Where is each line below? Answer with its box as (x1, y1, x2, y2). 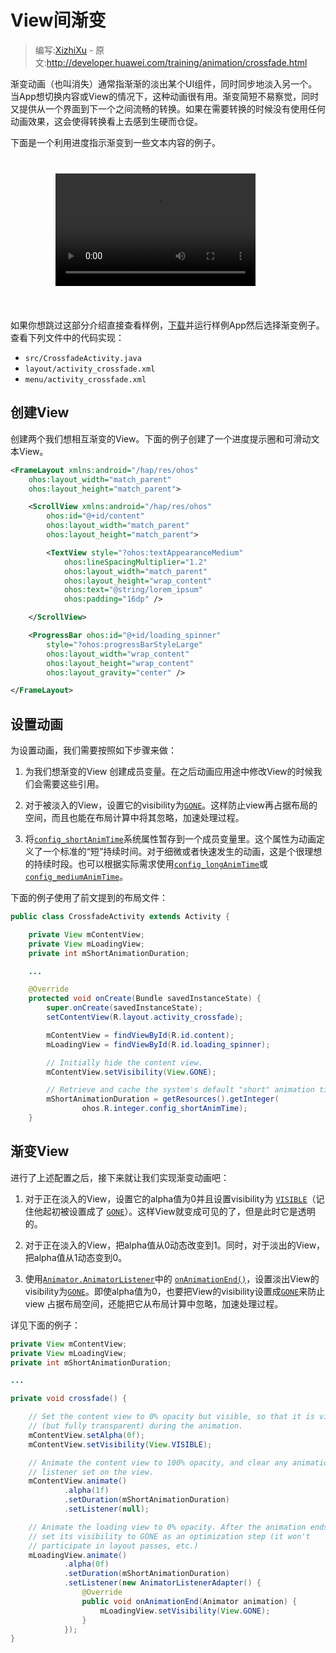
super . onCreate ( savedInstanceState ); (46, 1003, 203, 1013)
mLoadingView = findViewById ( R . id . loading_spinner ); (46, 1039, 271, 1050)
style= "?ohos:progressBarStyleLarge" (46, 639, 203, 650)
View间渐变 (10, 9, 107, 32)
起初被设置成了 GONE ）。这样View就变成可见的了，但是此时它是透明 (42, 1205, 316, 1217)
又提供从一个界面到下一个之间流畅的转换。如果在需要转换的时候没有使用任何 (10, 102, 326, 115)
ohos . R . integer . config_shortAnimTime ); (81, 1104, 248, 1114)
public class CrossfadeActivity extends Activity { (10, 912, 230, 922)
